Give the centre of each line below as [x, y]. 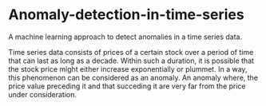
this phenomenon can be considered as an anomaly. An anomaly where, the [133, 77]
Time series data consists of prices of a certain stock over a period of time [131, 52]
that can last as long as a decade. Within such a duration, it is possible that [131, 61]
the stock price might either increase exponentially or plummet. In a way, [128, 69]
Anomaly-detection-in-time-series [127, 15]
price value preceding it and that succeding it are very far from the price [127, 86]
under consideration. [43, 94]
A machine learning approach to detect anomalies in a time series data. [125, 37]
